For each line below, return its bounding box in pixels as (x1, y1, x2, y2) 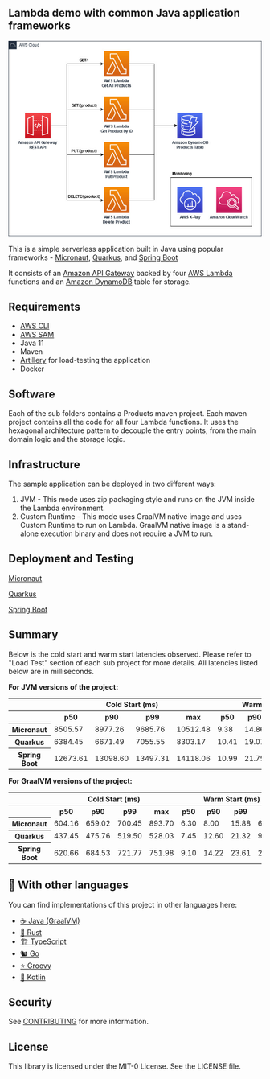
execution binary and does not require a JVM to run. (39, 529, 213, 538)
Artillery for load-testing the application (19, 356, 151, 365)
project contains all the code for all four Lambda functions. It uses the (8, 418, 239, 427)
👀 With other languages (8, 879, 129, 892)
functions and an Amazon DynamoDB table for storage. (8, 277, 191, 286)
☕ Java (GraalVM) (19, 916, 80, 925)
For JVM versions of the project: (8, 682, 119, 691)
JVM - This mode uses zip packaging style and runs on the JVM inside (19, 495, 255, 504)
